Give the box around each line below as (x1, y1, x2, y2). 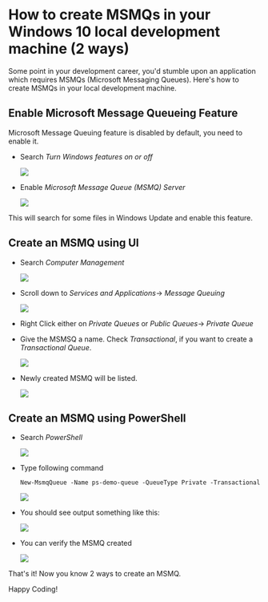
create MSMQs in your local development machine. (8, 83, 178, 93)
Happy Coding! (8, 584, 58, 594)
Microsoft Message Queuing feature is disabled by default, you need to (8, 127, 242, 137)
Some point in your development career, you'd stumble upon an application (8, 66, 256, 75)
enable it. (8, 136, 39, 146)
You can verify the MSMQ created (19, 539, 132, 548)
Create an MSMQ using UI (8, 236, 139, 250)
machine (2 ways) (8, 40, 130, 58)
